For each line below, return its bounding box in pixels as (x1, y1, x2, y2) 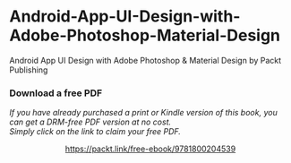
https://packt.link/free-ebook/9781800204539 (64, 143, 236, 154)
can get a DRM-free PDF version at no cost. (9, 116, 172, 127)
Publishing (9, 64, 48, 75)
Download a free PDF (9, 87, 103, 99)
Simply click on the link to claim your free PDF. (9, 126, 182, 137)
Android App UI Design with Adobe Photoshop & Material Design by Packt (9, 55, 282, 65)
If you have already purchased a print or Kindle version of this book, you (9, 107, 278, 118)
